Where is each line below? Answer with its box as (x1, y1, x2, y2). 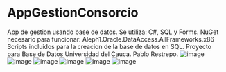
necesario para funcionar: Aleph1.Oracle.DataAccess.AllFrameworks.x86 (7, 35, 215, 43)
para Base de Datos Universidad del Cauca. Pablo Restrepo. (7, 50, 179, 58)
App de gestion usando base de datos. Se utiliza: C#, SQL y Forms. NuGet (7, 28, 219, 36)
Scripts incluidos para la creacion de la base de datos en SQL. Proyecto (7, 42, 211, 51)
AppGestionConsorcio (7, 5, 139, 21)
